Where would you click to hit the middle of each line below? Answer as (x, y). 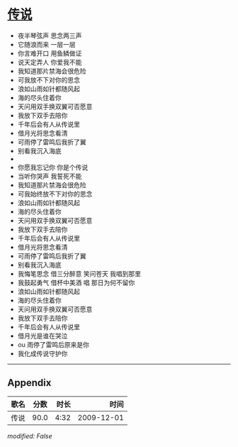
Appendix (29, 383)
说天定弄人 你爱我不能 (50, 62)
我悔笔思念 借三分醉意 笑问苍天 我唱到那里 (79, 273)
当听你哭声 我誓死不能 (50, 176)
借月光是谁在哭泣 (42, 336)
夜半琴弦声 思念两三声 (50, 35)
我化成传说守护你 (42, 353)
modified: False (30, 436)
